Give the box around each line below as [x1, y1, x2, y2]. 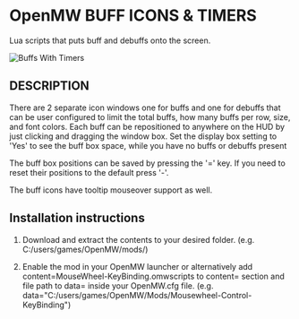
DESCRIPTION [9, 78, 90, 94]
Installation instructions [9, 211, 145, 226]
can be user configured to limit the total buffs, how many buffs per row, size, [9, 111, 291, 122]
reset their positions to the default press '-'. [9, 167, 169, 177]
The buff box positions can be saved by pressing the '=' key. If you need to [9, 158, 286, 168]
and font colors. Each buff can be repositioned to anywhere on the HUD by [9, 121, 285, 132]
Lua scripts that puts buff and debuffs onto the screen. [9, 35, 211, 46]
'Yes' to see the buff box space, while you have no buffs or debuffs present [9, 140, 287, 151]
